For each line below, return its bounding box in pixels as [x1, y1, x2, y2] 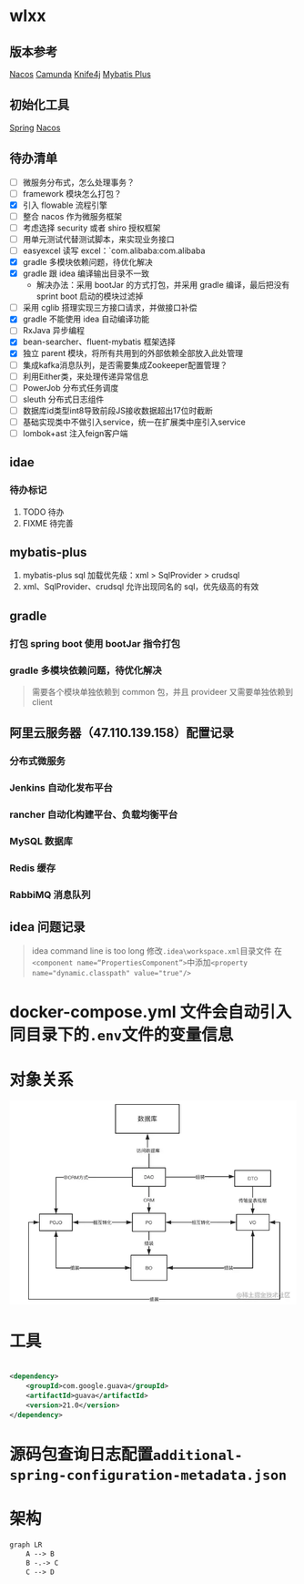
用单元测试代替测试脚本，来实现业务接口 [22, 233, 175, 244]
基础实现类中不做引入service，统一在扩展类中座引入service [22, 416, 246, 427]
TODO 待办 [22, 506, 65, 517]
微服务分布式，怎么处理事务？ [22, 177, 135, 188]
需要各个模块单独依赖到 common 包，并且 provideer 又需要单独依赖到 [31, 687, 294, 698]
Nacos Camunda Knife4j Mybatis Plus [9, 69, 152, 79]
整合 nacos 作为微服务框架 [22, 210, 123, 221]
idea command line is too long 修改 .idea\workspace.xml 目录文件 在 [31, 945, 283, 956]
